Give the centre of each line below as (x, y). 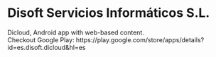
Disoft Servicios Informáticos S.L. (109, 13)
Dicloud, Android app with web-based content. (76, 32)
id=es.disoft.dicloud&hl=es (47, 47)
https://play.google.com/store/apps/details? (140, 39)
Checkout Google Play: (41, 39)
